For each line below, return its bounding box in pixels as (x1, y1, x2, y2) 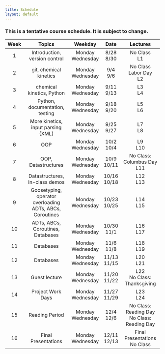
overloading (32, 199, 60, 206)
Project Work (31, 288, 61, 295)
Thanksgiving (124, 280, 156, 287)
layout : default (5, 12, 38, 17)
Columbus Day (123, 158, 158, 165)
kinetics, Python (27, 89, 65, 96)
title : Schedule (5, 7, 38, 12)
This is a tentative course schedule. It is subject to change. (5, 28, 149, 35)
